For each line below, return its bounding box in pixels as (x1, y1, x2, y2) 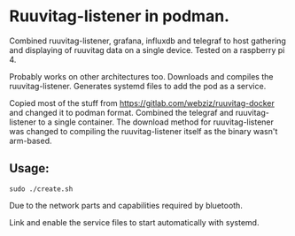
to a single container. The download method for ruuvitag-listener (38, 117, 275, 127)
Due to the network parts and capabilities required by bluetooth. (9, 200, 244, 210)
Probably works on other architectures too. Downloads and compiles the (9, 71, 274, 81)
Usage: (9, 161, 50, 176)
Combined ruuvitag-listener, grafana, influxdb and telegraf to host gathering (9, 35, 286, 46)
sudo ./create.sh (9, 184, 74, 194)
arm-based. (9, 135, 52, 146)
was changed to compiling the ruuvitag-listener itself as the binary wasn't (9, 126, 278, 136)
